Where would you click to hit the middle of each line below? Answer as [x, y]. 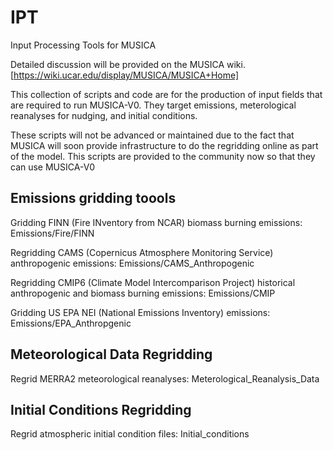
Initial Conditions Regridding [101, 409]
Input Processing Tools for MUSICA [83, 45]
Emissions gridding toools [93, 198]
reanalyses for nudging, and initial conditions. [104, 115]
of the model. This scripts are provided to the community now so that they [163, 156]
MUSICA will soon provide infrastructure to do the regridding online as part [164, 145]
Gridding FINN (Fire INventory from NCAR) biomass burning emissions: [156, 222]
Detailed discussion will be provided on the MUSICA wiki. [128, 64]
